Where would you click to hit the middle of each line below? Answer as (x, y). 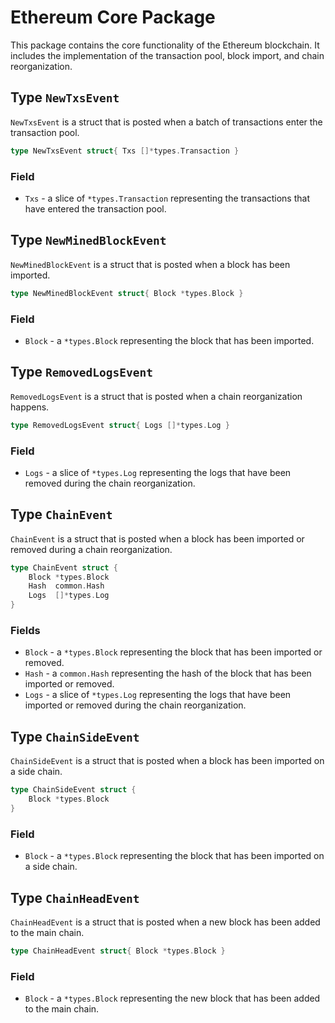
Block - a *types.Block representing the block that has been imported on (174, 856)
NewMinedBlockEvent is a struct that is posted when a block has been (150, 264)
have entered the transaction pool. (95, 208)
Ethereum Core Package (113, 17)
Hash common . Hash (66, 586)
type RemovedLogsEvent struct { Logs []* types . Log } (120, 425)
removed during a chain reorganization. (91, 549)
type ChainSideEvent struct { (73, 790)
